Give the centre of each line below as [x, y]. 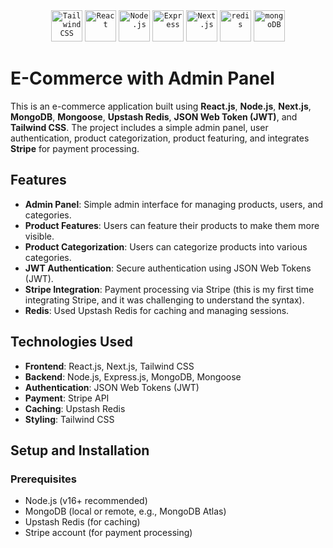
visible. [39, 236]
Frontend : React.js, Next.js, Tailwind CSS [109, 366]
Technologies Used [71, 342]
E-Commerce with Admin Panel [142, 78]
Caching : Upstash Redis [75, 408]
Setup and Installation [80, 450]
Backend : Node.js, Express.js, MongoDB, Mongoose [133, 376]
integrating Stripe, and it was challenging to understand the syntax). [164, 300]
